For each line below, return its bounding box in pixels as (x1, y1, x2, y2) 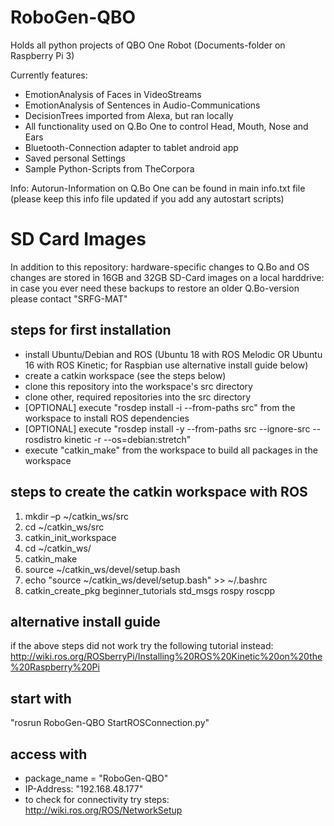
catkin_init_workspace (24, 531, 117, 543)
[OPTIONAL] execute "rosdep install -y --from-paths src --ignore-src (24, 422, 311, 435)
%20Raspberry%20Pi (10, 661, 100, 673)
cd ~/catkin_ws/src (24, 521, 105, 533)
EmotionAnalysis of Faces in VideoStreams (24, 88, 202, 100)
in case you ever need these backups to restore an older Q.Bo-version (10, 282, 300, 294)
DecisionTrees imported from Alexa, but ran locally (24, 109, 234, 121)
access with (10, 746, 88, 763)
